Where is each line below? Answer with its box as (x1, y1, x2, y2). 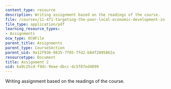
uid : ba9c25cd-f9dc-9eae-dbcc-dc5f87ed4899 (5, 64, 99, 69)
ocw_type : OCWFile (5, 36, 44, 41)
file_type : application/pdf (5, 21, 65, 27)
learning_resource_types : (5, 26, 60, 32)
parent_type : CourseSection (5, 45, 65, 50)
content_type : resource (5, 7, 56, 13)
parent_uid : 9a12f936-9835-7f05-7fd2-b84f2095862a (5, 50, 115, 55)
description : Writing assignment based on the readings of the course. (5, 12, 160, 17)
